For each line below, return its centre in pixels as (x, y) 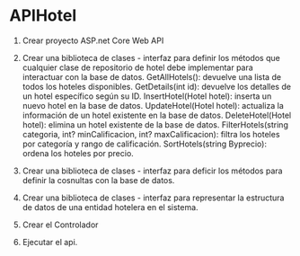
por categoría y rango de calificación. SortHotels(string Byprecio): (145, 144)
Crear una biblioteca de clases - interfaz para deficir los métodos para (152, 171)
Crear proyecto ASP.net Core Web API (93, 40)
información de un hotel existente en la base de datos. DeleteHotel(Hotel (157, 115)
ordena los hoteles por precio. (78, 153)
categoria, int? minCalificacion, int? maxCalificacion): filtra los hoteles (151, 134)
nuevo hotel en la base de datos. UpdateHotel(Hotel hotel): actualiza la (153, 105)
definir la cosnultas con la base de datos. (98, 180)
